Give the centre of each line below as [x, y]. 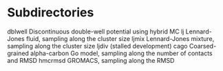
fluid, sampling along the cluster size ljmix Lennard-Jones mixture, [120, 38]
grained [18, 53]
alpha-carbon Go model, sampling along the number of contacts [121, 53]
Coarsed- [203, 46]
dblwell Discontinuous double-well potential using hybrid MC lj [96, 31]
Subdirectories [51, 13]
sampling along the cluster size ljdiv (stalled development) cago [97, 46]
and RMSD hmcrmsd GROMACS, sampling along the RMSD [91, 60]
